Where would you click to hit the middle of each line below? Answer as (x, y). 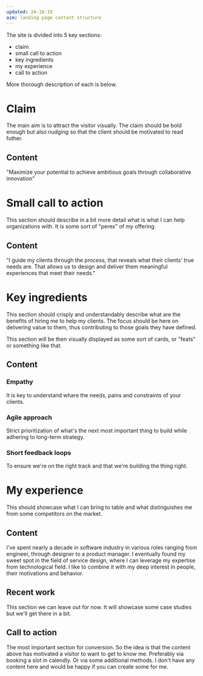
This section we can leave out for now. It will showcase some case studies (99, 607)
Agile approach (29, 417)
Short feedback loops (39, 452)
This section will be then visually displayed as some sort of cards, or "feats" (101, 339)
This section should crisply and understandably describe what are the (93, 314)
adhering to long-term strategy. (45, 437)
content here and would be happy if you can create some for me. (87, 666)
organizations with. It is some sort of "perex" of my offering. (81, 227)
